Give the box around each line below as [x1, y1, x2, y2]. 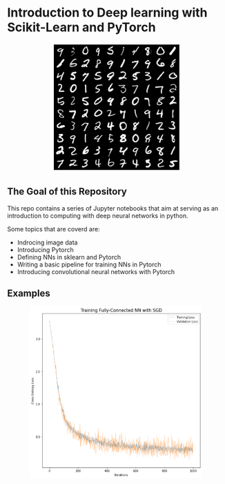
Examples [7, 288, 50, 300]
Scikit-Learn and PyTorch [7, 19, 157, 35]
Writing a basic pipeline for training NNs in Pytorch [17, 260, 162, 269]
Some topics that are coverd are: [7, 224, 100, 233]
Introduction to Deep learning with [7, 5, 208, 21]
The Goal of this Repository [7, 186, 128, 197]
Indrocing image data [17, 238, 78, 246]
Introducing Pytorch [17, 245, 75, 253]
